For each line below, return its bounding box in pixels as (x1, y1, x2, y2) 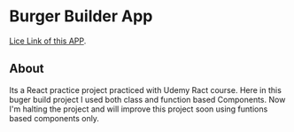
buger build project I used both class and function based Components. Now (9, 94, 286, 105)
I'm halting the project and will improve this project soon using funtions (9, 104, 268, 114)
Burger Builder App (9, 6, 153, 27)
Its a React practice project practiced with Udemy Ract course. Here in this (9, 84, 282, 95)
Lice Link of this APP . (9, 35, 87, 46)
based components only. (9, 113, 100, 123)
